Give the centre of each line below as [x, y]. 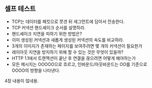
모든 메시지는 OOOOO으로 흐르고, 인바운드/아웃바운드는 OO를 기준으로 [79, 64]
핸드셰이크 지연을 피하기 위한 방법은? [47, 34]
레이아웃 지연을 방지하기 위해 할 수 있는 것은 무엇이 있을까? [67, 52]
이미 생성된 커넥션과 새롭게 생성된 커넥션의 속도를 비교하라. [68, 40]
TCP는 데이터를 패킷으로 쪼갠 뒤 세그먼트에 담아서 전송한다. [68, 22]
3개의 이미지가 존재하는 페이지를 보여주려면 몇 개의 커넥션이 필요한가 [77, 46]
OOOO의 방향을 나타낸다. [36, 70]
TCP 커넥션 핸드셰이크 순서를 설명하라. [49, 27]
